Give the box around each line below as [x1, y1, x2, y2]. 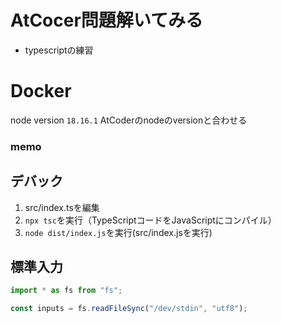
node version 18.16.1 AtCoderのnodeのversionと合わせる [10, 114, 248, 126]
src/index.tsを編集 [24, 201, 100, 213]
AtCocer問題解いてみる [10, 9, 203, 32]
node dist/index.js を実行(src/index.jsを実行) [24, 226, 213, 238]
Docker [10, 80, 72, 103]
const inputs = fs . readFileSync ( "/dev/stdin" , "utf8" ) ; [10, 304, 248, 314]
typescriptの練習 [24, 44, 94, 56]
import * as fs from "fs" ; [10, 286, 123, 296]
